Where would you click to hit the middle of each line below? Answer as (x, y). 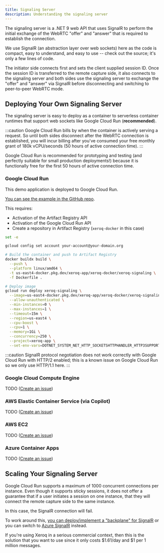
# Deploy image (20, 286)
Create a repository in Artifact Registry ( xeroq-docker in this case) (78, 228)
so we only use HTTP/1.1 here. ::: (38, 365)
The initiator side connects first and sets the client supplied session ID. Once (82, 68)
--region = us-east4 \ (30, 318)
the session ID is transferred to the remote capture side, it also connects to (80, 73)
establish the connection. (31, 38)
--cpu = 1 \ (19, 327)
